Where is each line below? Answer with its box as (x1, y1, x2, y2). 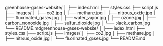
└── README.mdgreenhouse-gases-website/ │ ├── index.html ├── (5, 25, 145, 31)
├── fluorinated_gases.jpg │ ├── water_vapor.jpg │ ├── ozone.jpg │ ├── (5, 15, 156, 20)
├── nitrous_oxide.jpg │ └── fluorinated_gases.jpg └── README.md (5, 35, 146, 41)
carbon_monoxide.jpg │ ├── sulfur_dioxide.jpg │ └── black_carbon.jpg (5, 20, 150, 26)
